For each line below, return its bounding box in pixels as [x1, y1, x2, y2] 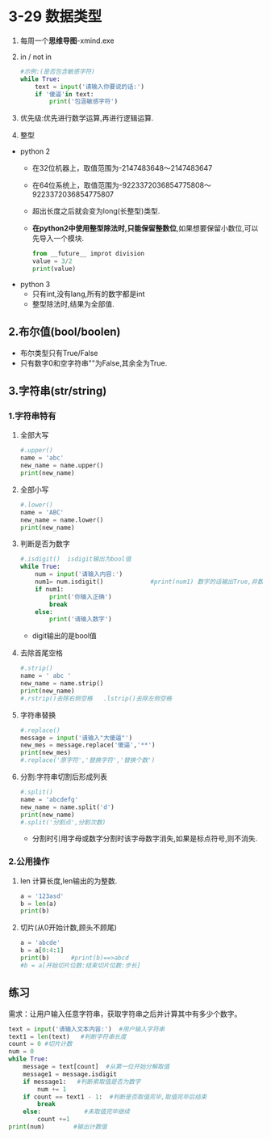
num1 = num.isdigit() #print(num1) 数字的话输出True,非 [35, 578, 258, 586]
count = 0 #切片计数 [8, 1040, 73, 1048]
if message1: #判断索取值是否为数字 [23, 1078, 141, 1086]
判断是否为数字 [19, 539, 70, 548]
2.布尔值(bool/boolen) [8, 325, 121, 339]
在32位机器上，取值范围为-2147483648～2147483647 [31, 163, 213, 173]
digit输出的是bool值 [31, 631, 97, 641]
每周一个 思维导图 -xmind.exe [19, 36, 115, 45]
